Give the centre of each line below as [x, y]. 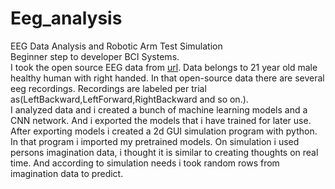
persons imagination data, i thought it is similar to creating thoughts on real [164, 152]
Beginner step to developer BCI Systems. [95, 56]
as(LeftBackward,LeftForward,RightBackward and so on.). [129, 99]
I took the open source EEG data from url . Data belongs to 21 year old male [164, 67]
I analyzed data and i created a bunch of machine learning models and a [159, 109]
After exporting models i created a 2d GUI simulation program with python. [164, 131]
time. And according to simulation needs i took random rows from [145, 163]
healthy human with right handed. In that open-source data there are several [167, 78]
